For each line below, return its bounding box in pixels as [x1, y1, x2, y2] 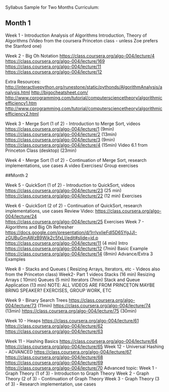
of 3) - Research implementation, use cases [5, 381, 96, 387]
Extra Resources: [5, 78, 41, 85]
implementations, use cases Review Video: [5, 208, 94, 214]
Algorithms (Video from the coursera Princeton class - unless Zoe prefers [5, 37, 158, 43]
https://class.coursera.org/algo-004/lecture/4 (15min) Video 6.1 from [5, 142, 148, 148]
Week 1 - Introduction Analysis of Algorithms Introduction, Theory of [5, 32, 147, 38]
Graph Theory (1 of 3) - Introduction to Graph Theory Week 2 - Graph [5, 370, 149, 376]
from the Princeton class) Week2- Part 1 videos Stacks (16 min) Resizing [5, 271, 155, 277]
